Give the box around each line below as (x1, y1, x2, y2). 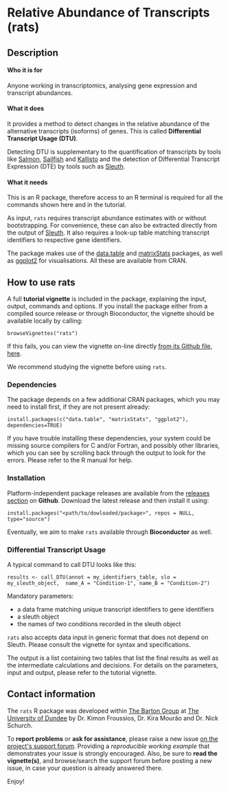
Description (7, 47, 58, 58)
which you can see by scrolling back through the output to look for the (7, 449, 206, 457)
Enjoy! (7, 777, 25, 785)
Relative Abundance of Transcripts (7, 5, 210, 21)
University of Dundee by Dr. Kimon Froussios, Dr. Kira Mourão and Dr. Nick (7, 714, 218, 722)
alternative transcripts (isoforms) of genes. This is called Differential (7, 127, 201, 135)
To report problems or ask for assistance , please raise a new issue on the (7, 734, 218, 742)
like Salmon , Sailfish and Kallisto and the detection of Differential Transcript (7, 155, 220, 163)
